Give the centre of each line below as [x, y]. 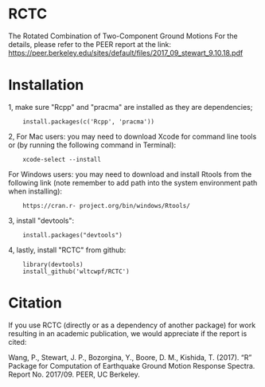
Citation [35, 303]
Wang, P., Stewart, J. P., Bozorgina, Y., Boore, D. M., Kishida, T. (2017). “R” [130, 357]
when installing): [35, 191]
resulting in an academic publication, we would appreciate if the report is [128, 333]
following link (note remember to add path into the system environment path [133, 182]
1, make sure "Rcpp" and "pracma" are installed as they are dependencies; [131, 107]
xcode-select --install [62, 159]
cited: [18, 342]
